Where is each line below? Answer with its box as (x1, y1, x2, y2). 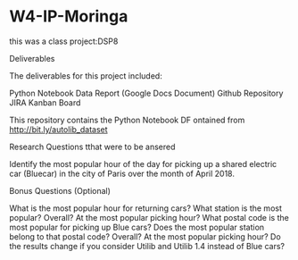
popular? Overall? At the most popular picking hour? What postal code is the (9, 212, 290, 222)
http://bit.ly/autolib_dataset (9, 123, 109, 135)
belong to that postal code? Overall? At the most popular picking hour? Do (9, 231, 281, 242)
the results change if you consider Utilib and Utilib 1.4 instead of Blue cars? (9, 240, 286, 251)
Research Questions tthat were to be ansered (9, 141, 176, 152)
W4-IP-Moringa (9, 6, 128, 27)
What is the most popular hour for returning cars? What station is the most (9, 203, 283, 214)
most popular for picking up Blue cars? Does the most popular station (9, 222, 265, 232)
